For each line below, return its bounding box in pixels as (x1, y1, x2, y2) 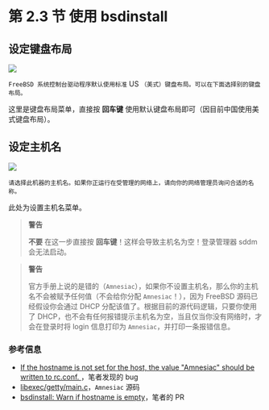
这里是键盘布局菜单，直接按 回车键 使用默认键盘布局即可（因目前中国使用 (8, 104, 252, 114)
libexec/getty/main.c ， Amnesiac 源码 (19, 383, 140, 392)
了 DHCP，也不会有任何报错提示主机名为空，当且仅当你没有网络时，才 (27, 312, 263, 321)
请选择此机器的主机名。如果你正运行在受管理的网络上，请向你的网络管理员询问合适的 (8, 178, 248, 186)
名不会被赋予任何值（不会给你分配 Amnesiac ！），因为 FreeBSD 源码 (27, 291, 251, 301)
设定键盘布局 (8, 42, 72, 56)
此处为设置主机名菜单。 (8, 203, 86, 212)
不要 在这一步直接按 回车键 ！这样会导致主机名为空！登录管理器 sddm (27, 236, 258, 246)
